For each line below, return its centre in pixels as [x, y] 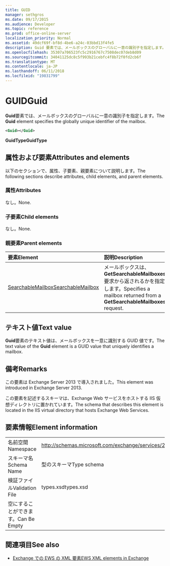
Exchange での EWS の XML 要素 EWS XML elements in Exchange [81, 558]
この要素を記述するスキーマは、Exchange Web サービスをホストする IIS [80, 398]
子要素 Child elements [32, 217]
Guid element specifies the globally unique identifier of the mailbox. [76, 121]
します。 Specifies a [127, 289]
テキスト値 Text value [38, 327]
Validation [25, 488]
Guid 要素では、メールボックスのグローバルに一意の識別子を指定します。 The [85, 116]
